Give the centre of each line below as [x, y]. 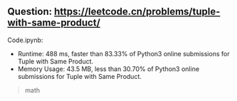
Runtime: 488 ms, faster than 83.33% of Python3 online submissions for [123, 53]
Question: [30, 12]
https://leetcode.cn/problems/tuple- [137, 12]
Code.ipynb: [25, 40]
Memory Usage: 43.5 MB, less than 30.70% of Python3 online [109, 69]
